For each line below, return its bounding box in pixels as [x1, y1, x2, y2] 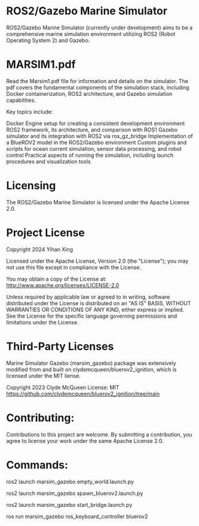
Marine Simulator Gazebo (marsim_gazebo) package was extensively [6, 359, 176, 366]
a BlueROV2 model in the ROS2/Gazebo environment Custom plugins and [6, 139, 187, 146]
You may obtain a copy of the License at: [6, 275, 107, 282]
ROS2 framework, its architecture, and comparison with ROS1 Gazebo [6, 126, 178, 133]
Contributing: [6, 411, 75, 424]
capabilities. [6, 96, 36, 104]
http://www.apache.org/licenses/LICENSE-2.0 [6, 281, 120, 288]
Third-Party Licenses [6, 339, 114, 353]
